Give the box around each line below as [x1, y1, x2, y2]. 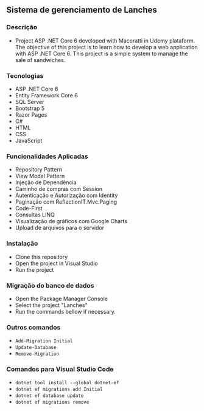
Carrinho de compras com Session [15, 185, 102, 193]
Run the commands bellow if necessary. [15, 308, 116, 315]
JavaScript [15, 137, 43, 144]
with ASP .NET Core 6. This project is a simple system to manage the [15, 50, 188, 57]
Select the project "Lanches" [15, 301, 88, 309]
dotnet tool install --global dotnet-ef [15, 380, 119, 386]
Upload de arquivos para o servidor [15, 224, 105, 232]
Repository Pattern [15, 166, 63, 173]
